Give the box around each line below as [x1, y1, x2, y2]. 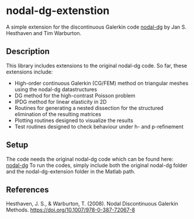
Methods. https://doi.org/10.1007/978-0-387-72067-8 [6, 206, 136, 214]
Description [6, 47, 50, 57]
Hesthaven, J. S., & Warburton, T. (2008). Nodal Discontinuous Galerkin [6, 200, 178, 207]
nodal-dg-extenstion [6, 4, 110, 18]
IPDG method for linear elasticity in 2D [14, 98, 107, 105]
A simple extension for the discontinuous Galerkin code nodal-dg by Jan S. [6, 23, 187, 30]
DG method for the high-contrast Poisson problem [14, 92, 136, 99]
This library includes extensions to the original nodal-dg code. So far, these [6, 62, 188, 69]
